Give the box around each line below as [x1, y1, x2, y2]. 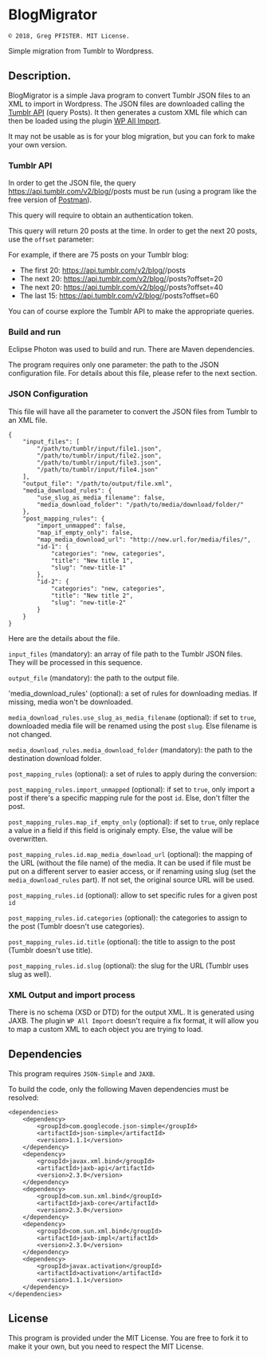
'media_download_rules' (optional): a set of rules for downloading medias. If [8, 688, 257, 698]
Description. [8, 70, 72, 83]
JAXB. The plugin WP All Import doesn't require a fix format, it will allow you [8, 1015, 259, 1025]
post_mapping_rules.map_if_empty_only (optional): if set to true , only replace [8, 817, 260, 827]
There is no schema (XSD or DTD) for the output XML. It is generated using [8, 1007, 255, 1017]
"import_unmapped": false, [37, 521, 127, 529]
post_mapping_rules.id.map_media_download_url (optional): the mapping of [8, 849, 253, 859]
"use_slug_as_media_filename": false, [37, 493, 166, 501]
